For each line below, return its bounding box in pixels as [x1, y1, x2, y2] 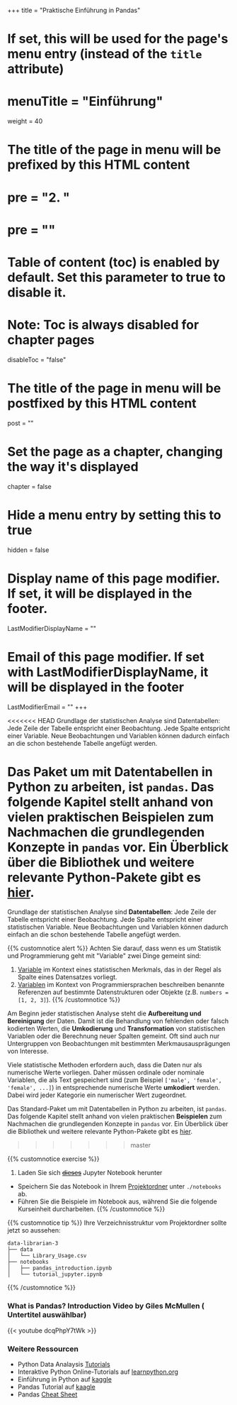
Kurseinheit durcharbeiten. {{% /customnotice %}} [17, 1205, 166, 1213]
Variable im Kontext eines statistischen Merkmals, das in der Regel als [17, 965, 221, 974]
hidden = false [7, 546, 50, 554]
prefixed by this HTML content [7, 157, 190, 173]
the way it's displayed [7, 458, 139, 475]
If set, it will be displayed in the [7, 585, 192, 602]
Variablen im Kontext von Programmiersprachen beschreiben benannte [17, 981, 225, 989]
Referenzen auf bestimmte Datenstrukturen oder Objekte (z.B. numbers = [17, 988, 229, 996]
